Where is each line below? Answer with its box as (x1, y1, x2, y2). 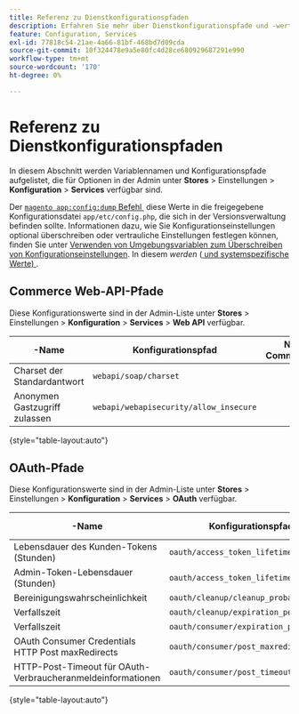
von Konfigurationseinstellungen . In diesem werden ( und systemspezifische (9, 248, 289, 259)
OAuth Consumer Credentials (13, 635, 136, 647)
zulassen (13, 412, 52, 424)
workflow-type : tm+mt (9, 54, 90, 63)
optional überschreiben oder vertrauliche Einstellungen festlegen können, (9, 229, 279, 240)
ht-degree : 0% (9, 71, 62, 80)
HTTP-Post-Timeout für (13, 661, 117, 673)
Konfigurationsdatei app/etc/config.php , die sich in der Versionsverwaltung (9, 211, 287, 221)
